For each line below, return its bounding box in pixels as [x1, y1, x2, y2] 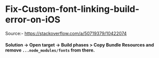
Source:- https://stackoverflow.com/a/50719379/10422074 [5, 30, 127, 36]
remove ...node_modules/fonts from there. [5, 47, 95, 53]
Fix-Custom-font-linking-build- [5, 3, 140, 15]
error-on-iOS [5, 14, 60, 25]
